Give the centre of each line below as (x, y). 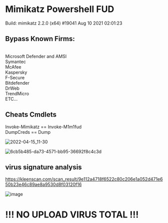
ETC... (12, 99)
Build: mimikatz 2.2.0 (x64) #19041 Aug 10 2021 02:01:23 (64, 23)
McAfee (13, 67)
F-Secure (15, 77)
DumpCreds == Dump (28, 132)
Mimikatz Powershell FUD (60, 9)
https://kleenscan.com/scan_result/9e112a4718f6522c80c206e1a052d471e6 (84, 179)
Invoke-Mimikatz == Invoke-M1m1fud (43, 127)
